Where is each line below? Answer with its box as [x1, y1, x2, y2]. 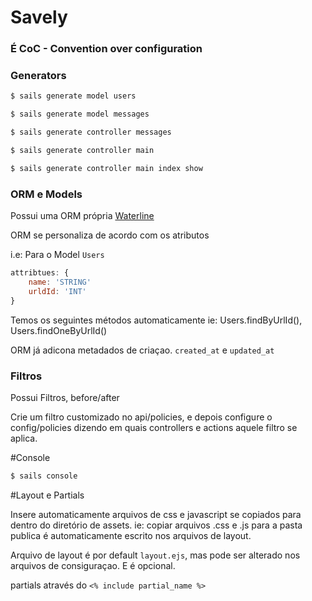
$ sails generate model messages [10, 109, 150, 120]
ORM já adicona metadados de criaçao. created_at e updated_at [10, 344, 275, 356]
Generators [10, 69, 67, 83]
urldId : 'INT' [28, 286, 87, 296]
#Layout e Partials [10, 489, 85, 501]
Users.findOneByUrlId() [10, 324, 108, 336]
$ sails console [10, 471, 78, 481]
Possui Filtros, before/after [10, 391, 120, 403]
